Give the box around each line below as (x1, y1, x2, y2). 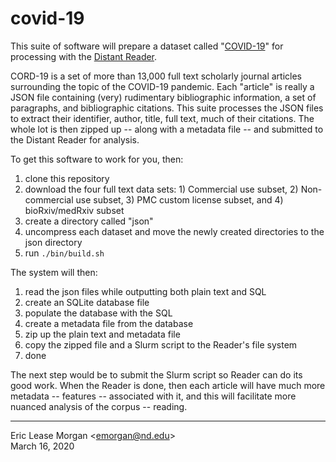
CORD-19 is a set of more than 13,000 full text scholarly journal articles (10, 70, 303, 82)
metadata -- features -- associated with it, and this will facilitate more (10, 390, 297, 402)
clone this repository (24, 172, 110, 184)
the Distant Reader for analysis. (10, 133, 140, 146)
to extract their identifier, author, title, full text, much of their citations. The (10, 112, 315, 124)
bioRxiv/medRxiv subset (24, 204, 125, 216)
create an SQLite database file (24, 296, 150, 308)
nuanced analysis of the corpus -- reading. (10, 400, 188, 412)
